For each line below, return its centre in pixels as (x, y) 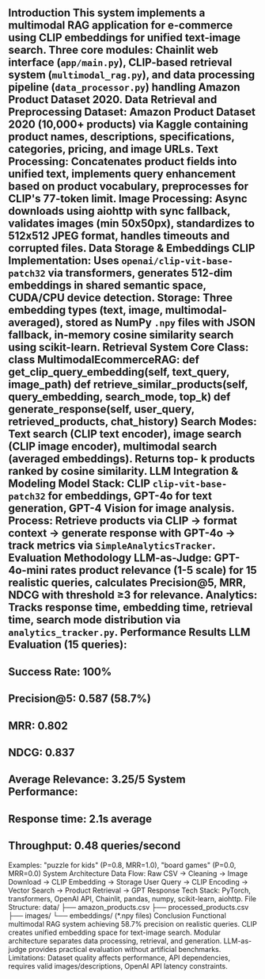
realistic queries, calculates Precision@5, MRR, (127, 583)
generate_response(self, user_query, (102, 409)
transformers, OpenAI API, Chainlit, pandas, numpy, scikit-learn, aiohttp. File (132, 898)
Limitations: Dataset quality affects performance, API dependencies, (119, 958)
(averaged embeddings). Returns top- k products (132, 459)
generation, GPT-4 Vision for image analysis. (121, 509)
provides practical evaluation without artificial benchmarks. (125, 949)
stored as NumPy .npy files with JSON (160, 323)
